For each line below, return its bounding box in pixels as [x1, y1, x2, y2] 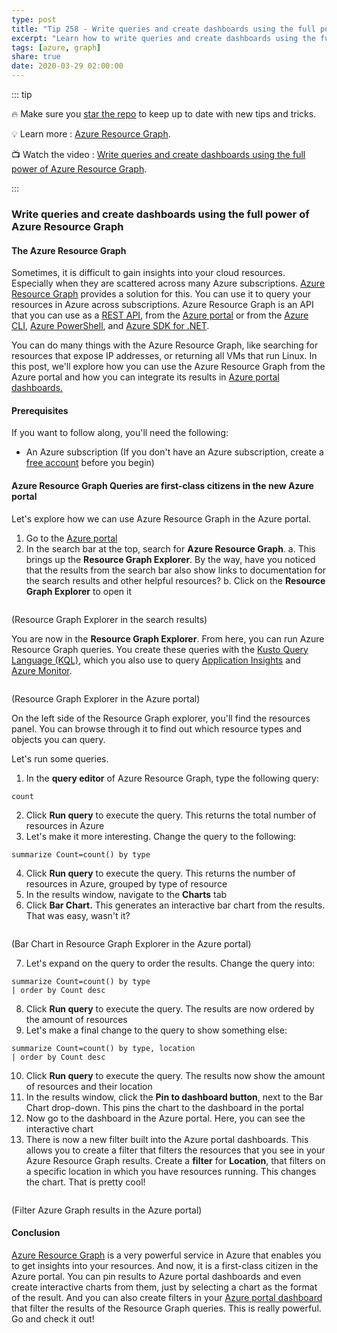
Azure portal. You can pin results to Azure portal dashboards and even [11, 1270, 302, 1282]
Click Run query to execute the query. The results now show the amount [25, 1069, 326, 1081]
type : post [11, 14, 57, 25]
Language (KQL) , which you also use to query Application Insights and [11, 654, 301, 666]
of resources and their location [25, 1080, 153, 1092]
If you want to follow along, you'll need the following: [11, 427, 229, 439]
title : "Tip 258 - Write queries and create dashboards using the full [11, 24, 316, 34]
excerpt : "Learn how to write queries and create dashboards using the [11, 33, 316, 43]
